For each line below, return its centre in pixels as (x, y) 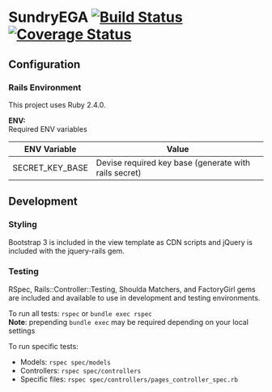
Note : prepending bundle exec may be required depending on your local (129, 322)
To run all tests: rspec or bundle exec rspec (80, 313)
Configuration (45, 64)
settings (22, 331)
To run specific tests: (43, 346)
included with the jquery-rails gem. (67, 251)
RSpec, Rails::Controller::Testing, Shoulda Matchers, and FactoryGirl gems (132, 289)
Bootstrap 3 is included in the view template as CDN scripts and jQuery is (131, 242)
